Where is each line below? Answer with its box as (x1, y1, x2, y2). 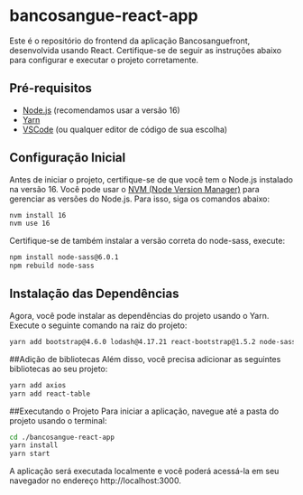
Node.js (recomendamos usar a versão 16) (22, 105, 180, 116)
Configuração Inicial (9, 150, 126, 165)
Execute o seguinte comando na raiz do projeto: (9, 320, 188, 331)
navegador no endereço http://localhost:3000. (9, 475, 182, 486)
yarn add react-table (9, 389, 91, 398)
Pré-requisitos (9, 80, 93, 96)
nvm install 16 (9, 210, 67, 219)
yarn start (9, 449, 50, 459)
